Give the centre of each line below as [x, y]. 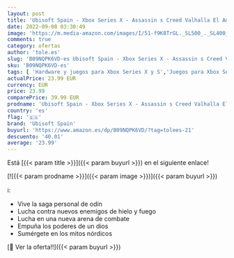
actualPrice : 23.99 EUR [42, 78]
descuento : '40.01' [36, 136]
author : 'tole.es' [34, 53]
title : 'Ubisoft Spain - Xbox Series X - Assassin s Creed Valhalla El [113, 20]
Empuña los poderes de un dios [63, 226]
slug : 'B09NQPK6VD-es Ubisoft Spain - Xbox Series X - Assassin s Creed [115, 59]
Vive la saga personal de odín [60, 204]
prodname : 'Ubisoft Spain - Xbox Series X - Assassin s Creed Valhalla [113, 104]
